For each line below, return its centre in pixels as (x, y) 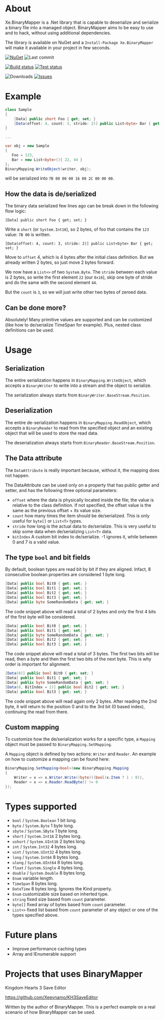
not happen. (17, 475)
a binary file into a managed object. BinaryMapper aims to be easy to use (79, 27)
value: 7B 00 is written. (28, 235)
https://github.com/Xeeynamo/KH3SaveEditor (52, 997)
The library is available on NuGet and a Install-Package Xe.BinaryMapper (79, 42)
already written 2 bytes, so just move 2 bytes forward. (60, 262)
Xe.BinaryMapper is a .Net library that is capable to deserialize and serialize (82, 22)
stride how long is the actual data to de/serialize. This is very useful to (84, 526)
